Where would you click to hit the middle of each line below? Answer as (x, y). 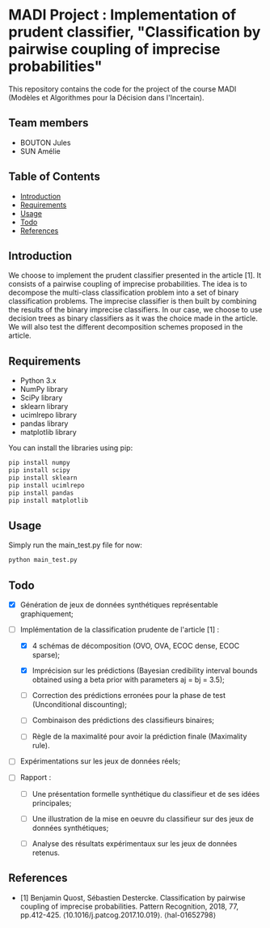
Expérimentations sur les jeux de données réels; (100, 761)
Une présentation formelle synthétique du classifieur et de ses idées (146, 794)
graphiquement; (47, 614)
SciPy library (41, 398)
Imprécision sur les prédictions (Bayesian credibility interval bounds (145, 670)
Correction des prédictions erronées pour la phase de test (129, 696)
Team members (49, 123)
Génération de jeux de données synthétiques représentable (119, 604)
